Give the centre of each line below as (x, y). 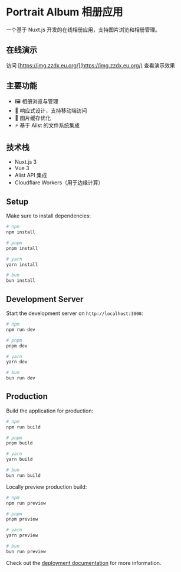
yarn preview (22, 535)
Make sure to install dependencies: (49, 216)
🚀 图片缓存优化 (33, 118)
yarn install (22, 264)
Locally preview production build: (47, 487)
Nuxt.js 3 (26, 162)
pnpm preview (22, 519)
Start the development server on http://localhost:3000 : (75, 313)
